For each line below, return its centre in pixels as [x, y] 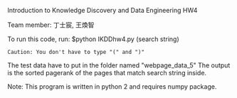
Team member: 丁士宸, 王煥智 [51, 25]
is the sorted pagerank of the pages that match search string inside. [107, 73]
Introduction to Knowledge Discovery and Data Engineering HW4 [102, 10]
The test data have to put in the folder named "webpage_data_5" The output [119, 65]
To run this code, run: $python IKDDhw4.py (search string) [93, 39]
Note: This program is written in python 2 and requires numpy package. [112, 87]
